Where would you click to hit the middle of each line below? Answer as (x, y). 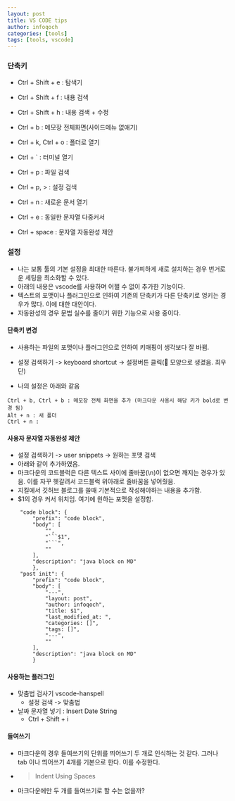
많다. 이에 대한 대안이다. (64, 304)
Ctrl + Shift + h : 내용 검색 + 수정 (63, 113)
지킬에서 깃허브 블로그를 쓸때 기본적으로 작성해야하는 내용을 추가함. (109, 491)
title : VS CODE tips (38, 20)
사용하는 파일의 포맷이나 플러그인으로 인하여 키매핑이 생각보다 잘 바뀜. (113, 347)
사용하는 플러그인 (31, 676)
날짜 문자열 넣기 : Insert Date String (67, 711)
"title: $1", (64, 611)
